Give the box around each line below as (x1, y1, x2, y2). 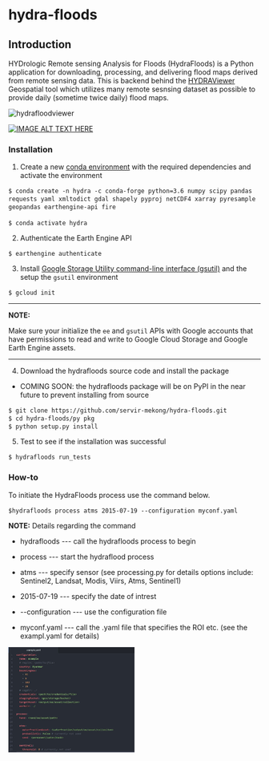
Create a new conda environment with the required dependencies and (19, 162, 251, 172)
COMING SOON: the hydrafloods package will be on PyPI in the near (19, 382, 246, 391)
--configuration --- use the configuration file (19, 607, 167, 617)
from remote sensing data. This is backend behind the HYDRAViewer (8, 76, 235, 85)
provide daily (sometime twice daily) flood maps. (8, 93, 170, 102)
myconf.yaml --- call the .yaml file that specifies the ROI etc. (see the (19, 622, 248, 632)
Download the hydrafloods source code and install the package (19, 366, 230, 376)
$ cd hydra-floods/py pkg (8, 415, 94, 423)
